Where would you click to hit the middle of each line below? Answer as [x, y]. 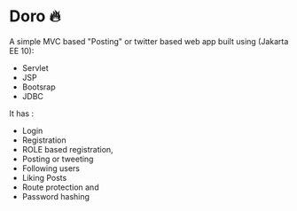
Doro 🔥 [35, 16]
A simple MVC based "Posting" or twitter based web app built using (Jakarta [149, 41]
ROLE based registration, [67, 149]
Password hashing [56, 196]
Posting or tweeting [58, 159]
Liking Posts [44, 177]
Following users [51, 168]
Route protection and [60, 187]
